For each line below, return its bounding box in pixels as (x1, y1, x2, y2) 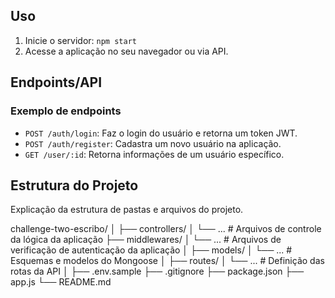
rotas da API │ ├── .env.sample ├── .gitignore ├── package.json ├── (10, 265, 305, 278)
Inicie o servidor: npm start (24, 34, 137, 46)
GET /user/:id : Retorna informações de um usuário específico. (24, 148, 285, 160)
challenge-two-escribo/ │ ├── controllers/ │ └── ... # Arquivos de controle (10, 223, 322, 235)
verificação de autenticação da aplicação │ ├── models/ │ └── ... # (10, 244, 293, 256)
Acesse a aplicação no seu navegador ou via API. (24, 45, 229, 57)
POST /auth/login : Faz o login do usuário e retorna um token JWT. (24, 127, 298, 139)
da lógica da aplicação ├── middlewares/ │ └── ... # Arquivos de (10, 234, 282, 246)
